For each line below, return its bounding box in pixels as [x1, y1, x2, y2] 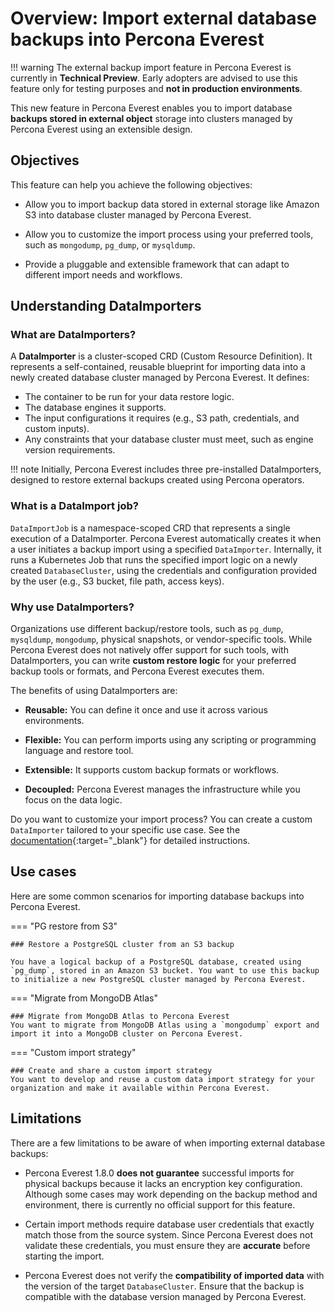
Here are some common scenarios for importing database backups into [10, 890, 305, 902]
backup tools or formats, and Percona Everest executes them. [10, 665, 265, 677]
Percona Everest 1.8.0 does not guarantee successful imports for [24, 1167, 295, 1179]
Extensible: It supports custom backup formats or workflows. [24, 764, 280, 776]
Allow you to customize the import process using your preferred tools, [24, 228, 314, 240]
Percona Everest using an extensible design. [10, 123, 193, 135]
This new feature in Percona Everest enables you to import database [10, 102, 293, 114]
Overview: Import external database [10, 7, 317, 30]
